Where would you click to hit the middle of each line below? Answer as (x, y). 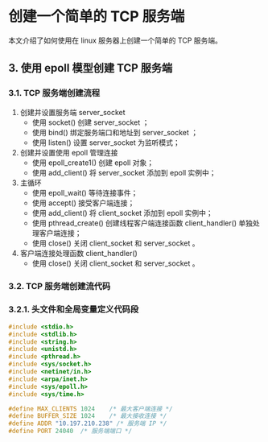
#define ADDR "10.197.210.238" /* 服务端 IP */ (88, 423)
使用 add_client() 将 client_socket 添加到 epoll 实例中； (122, 213)
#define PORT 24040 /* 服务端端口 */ (70, 432)
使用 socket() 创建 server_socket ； (91, 122)
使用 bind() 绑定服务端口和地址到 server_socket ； (115, 132)
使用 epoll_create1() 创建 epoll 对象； (93, 163)
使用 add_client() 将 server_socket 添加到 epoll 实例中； (124, 172)
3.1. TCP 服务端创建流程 (54, 93)
